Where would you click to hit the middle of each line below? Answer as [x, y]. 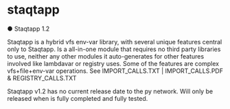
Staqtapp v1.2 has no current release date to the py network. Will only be [110, 91]
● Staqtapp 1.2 [28, 29]
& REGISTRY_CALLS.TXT [42, 78]
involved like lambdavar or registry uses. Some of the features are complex [113, 63]
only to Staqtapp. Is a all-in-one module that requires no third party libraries [114, 49]
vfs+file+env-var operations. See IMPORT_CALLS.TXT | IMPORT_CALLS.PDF [115, 71]
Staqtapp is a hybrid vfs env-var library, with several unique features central [115, 42]
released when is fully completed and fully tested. [78, 98]
